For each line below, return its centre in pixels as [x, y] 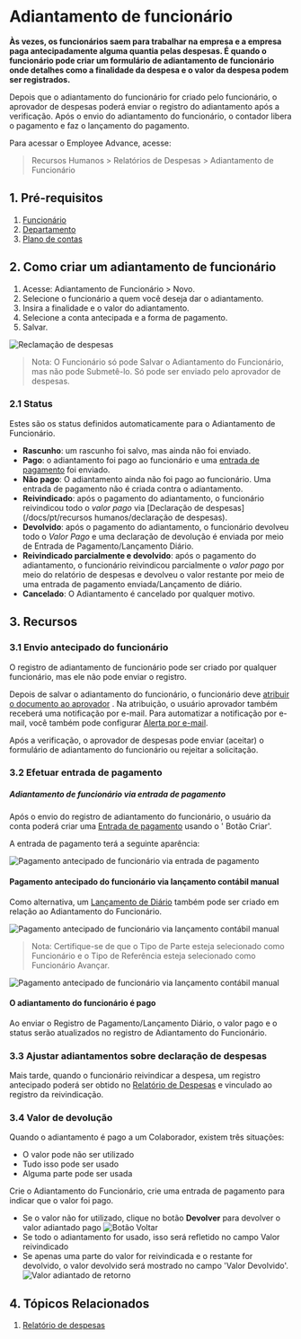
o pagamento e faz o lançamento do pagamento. [100, 125]
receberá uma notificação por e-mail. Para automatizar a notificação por [143, 713]
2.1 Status [31, 404]
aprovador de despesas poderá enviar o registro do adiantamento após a [145, 106]
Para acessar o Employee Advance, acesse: [91, 143]
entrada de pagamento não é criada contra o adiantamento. [133, 489]
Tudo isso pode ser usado [71, 1164]
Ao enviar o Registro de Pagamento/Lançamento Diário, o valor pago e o [143, 1023]
